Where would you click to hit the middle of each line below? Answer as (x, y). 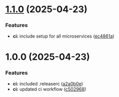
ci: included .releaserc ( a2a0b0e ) (48, 84)
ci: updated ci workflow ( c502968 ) (49, 89)
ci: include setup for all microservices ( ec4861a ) (64, 36)
